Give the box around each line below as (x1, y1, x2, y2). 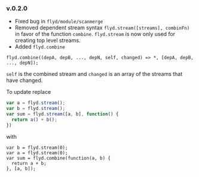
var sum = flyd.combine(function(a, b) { (6, 155, 111, 161)
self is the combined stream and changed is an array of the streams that (6, 71, 183, 78)
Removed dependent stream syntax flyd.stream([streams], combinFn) (14, 24, 190, 31)
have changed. (6, 77, 43, 84)
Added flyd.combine (14, 43, 66, 50)
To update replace (6, 89, 51, 96)
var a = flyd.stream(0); (6, 149, 68, 156)
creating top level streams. (14, 37, 81, 44)
